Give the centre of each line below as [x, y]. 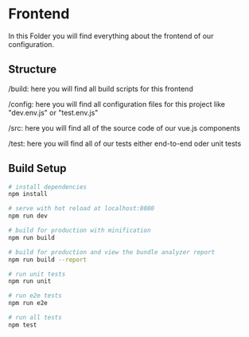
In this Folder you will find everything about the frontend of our [111, 36]
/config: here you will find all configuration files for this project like [117, 104]
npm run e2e [28, 304]
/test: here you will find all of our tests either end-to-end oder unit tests [125, 143]
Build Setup [37, 168]
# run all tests [35, 318]
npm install [28, 194]
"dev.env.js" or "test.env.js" [53, 112]
